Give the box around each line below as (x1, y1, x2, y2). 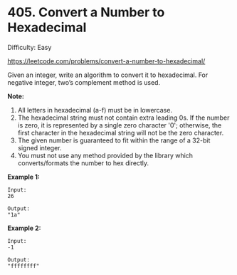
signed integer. (17, 143, 62, 152)
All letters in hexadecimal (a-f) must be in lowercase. (17, 105, 173, 114)
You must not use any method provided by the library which (17, 151, 194, 160)
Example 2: (7, 224, 41, 232)
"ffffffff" (7, 262, 40, 269)
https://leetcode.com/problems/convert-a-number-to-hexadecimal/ (7, 56, 206, 65)
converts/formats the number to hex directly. (17, 158, 149, 167)
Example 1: (7, 172, 41, 181)
